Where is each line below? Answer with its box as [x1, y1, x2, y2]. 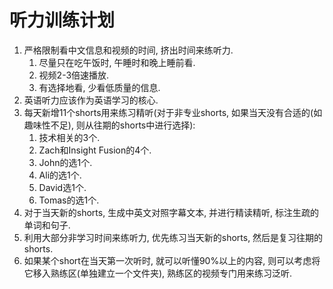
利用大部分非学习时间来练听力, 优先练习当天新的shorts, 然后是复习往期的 [23, 231, 324, 243]
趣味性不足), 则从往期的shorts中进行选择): [23, 119, 196, 131]
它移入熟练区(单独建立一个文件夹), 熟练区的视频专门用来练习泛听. [23, 267, 293, 279]
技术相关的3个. [38, 131, 101, 143]
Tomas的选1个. [38, 194, 100, 206]
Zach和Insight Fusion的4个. [38, 144, 152, 156]
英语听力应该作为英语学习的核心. [23, 94, 159, 106]
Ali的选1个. [38, 169, 82, 181]
